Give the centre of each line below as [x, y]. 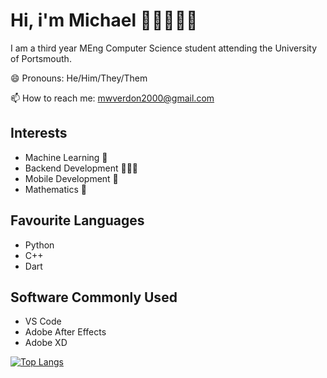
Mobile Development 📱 [71, 178]
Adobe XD [46, 343]
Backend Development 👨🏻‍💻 [81, 168]
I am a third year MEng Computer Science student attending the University [164, 48]
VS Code [43, 321]
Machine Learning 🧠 [66, 157]
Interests [39, 133]
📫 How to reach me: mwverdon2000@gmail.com [112, 98]
